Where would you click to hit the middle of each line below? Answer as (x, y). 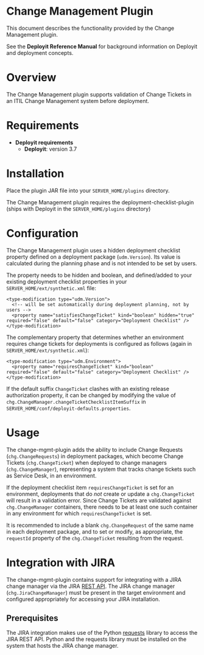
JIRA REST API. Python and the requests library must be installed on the (97, 639)
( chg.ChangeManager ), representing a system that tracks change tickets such (101, 469)
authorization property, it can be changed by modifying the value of (91, 395)
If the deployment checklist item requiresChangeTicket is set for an (90, 487)
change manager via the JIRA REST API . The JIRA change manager (91, 586)
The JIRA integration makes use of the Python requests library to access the (102, 633)
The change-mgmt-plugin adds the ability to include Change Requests (95, 449)
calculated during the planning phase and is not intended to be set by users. (102, 263)
